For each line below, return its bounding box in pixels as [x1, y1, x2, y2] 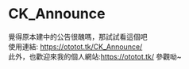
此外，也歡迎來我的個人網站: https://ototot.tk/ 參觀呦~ [8, 52, 182, 61]
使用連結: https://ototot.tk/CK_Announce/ [8, 41, 143, 52]
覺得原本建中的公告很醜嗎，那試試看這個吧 [8, 32, 148, 41]
